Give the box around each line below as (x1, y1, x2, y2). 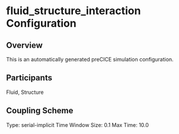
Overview (6, 40, 43, 50)
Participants (6, 73, 52, 83)
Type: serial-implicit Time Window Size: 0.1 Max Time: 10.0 (6, 121, 149, 128)
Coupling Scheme (6, 106, 73, 116)
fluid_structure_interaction (6, 4, 141, 18)
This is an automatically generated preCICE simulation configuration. (6, 56, 174, 63)
